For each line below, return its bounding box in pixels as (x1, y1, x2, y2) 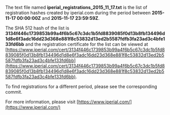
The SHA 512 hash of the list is (5, 25, 70, 31)
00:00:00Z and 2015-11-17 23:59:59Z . (17, 15, 100, 21)
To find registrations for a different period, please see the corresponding (5, 83, 157, 90)
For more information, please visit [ (5, 99, 79, 105)
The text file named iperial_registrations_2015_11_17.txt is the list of (5, 5, 148, 10)
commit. (5, 89, 22, 95)
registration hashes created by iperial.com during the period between (5, 10, 151, 16)
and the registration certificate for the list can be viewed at (25, 41, 149, 47)
